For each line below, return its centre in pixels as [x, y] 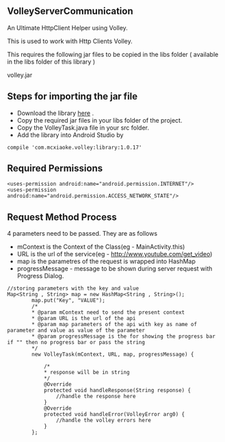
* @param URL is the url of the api [84, 319]
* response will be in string [87, 373]
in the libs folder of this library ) [51, 62]
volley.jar [20, 75]
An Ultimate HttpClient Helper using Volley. [67, 27]
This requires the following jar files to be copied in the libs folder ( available [113, 54]
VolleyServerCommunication [70, 11]
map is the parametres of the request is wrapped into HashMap [106, 261]
